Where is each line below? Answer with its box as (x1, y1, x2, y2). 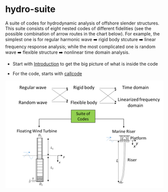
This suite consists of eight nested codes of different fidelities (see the (5, 25, 152, 31)
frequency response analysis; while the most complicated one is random (5, 44, 156, 50)
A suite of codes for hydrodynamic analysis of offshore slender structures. (5, 20, 159, 26)
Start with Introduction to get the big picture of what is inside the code (12, 61, 158, 67)
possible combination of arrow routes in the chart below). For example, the (5, 31, 160, 37)
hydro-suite (5, 4, 56, 15)
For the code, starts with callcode (12, 70, 82, 76)
